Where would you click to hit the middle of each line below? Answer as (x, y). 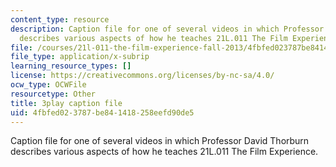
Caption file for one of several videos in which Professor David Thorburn (160, 141)
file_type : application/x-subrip (80, 57)
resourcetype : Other (53, 94)
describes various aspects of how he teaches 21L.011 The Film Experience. (164, 152)
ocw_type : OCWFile (48, 85)
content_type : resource (60, 19)
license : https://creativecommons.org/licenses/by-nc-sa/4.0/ (142, 76)
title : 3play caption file (66, 103)
